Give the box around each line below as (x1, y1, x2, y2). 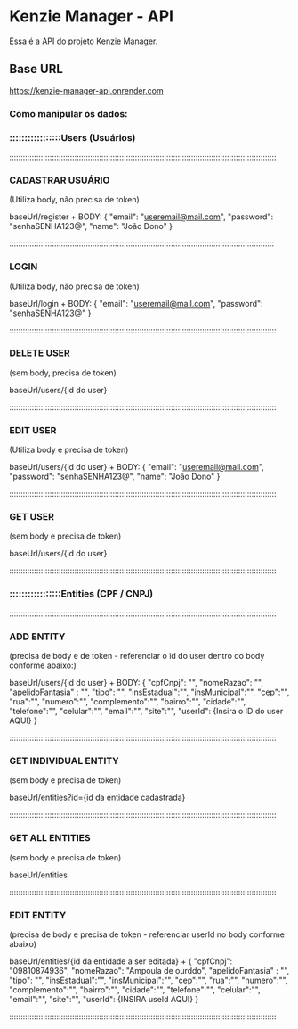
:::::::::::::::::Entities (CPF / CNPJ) (9, 588, 154, 600)
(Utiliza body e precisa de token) (9, 444, 129, 456)
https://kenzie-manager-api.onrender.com (9, 85, 165, 95)
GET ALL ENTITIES (9, 832, 91, 844)
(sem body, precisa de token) (9, 367, 117, 378)
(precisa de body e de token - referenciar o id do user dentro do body (9, 651, 265, 662)
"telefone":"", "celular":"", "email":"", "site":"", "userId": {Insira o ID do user (9, 706, 284, 717)
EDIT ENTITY (9, 909, 67, 921)
